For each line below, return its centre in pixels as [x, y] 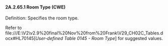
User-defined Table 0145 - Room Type [75, 38]
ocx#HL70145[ [20, 38]
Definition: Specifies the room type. [42, 18]
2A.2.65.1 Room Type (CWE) [35, 7]
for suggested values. [140, 38]
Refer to [13, 28]
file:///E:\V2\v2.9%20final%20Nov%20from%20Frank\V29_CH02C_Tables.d [84, 33]
